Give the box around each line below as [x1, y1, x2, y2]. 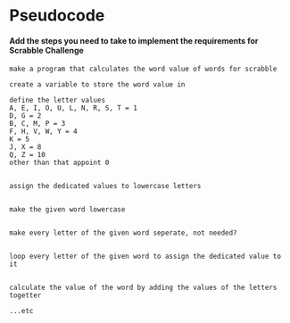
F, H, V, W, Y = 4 [9, 127, 78, 137]
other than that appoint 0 [9, 158, 110, 168]
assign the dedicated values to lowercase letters [9, 182, 202, 191]
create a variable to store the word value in [9, 80, 186, 89]
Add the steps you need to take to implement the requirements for [9, 35, 259, 46]
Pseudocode [9, 5, 105, 26]
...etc [9, 307, 34, 316]
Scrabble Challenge [9, 45, 85, 55]
